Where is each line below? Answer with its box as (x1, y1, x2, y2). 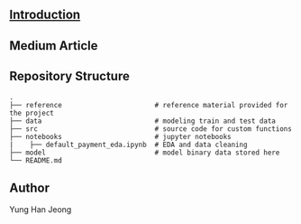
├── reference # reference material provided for (9, 100, 288, 109)
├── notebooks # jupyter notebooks (9, 132, 232, 141)
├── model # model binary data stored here (9, 148, 280, 157)
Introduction (9, 7, 81, 23)
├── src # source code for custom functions (9, 124, 293, 134)
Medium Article (9, 38, 98, 53)
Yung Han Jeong (9, 204, 72, 215)
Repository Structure (9, 69, 131, 84)
